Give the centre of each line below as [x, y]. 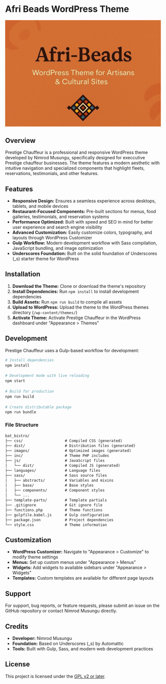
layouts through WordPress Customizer [52, 238]
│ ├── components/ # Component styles [55, 490]
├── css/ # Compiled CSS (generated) [64, 441]
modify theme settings [35, 557]
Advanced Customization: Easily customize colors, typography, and [82, 232]
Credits [17, 626]
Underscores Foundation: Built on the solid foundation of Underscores [84, 254]
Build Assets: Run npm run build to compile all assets [67, 302]
